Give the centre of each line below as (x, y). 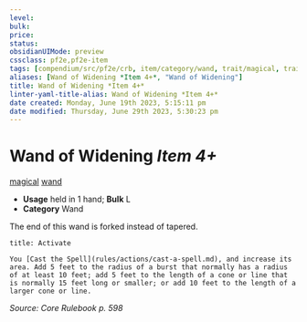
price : (22, 35)
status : (24, 43)
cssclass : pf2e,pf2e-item (58, 60)
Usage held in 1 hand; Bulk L (76, 199)
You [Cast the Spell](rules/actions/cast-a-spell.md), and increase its (151, 260)
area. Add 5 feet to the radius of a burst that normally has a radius (148, 267)
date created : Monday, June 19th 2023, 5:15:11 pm (108, 103)
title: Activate (40, 244)
